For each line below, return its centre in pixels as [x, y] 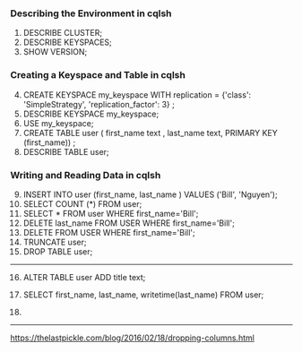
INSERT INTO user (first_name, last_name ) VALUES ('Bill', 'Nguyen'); [150, 194]
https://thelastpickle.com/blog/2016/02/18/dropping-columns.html [132, 338]
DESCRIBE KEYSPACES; [68, 42]
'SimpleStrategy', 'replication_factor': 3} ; [99, 104]
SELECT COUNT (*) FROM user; [82, 203]
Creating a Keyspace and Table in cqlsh [98, 75]
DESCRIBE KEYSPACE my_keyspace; [91, 114]
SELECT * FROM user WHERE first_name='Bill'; [111, 213]
